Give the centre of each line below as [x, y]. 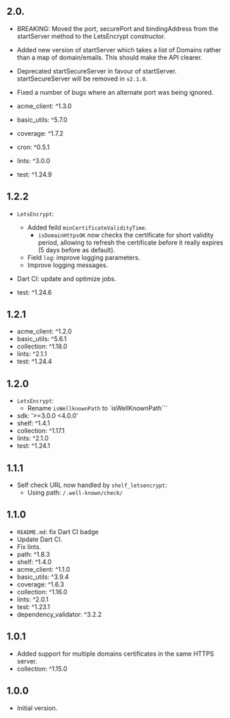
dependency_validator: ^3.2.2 [59, 614]
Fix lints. [29, 546]
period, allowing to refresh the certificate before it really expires [131, 242]
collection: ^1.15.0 [42, 669]
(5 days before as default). [77, 249]
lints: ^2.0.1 [32, 599]
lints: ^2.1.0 [32, 438]
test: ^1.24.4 [34, 361]
